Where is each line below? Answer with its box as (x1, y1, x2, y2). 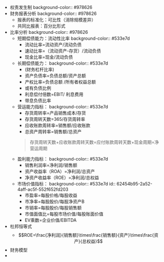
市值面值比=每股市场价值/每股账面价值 (24, 211, 103, 217)
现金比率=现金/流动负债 (24, 54, 73, 60)
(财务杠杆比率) (24, 67, 55, 72)
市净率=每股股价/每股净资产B (24, 198, 84, 204)
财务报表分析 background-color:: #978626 (9, 10, 97, 16)
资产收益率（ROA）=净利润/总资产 (24, 169, 95, 174)
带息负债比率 (24, 97, 51, 103)
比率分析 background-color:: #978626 (9, 29, 88, 35)
